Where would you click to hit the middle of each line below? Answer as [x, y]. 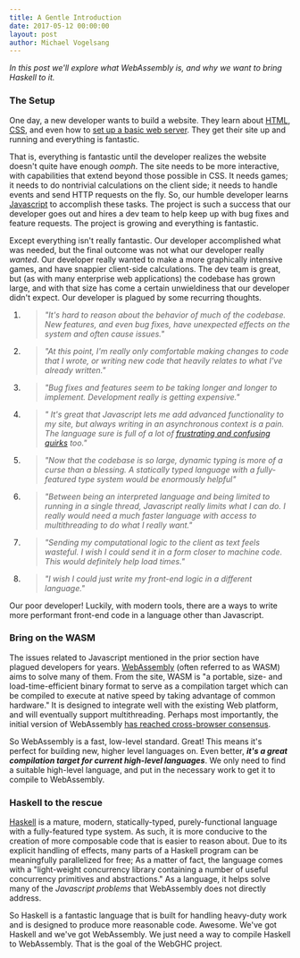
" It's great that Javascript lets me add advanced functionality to [164, 414]
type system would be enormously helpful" [157, 479]
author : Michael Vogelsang [59, 42]
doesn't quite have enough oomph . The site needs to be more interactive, [144, 165]
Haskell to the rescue [56, 802]
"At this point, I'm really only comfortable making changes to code [167, 351]
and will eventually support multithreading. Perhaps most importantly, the [144, 714]
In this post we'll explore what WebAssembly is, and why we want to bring [146, 68]
